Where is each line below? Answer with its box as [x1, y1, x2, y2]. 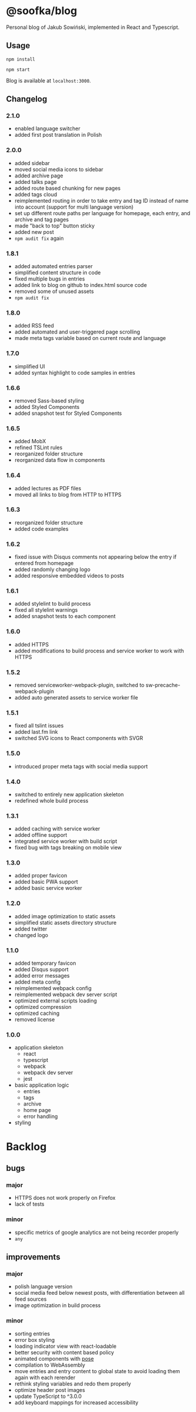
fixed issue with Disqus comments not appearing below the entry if [14, 553, 177, 560]
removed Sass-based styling [14, 397, 85, 404]
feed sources [14, 1295, 47, 1303]
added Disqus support [14, 966, 69, 973]
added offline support [14, 832, 67, 839]
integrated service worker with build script [14, 838, 117, 845]
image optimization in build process [14, 1302, 101, 1309]
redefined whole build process [14, 797, 89, 804]
